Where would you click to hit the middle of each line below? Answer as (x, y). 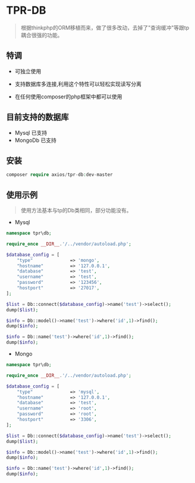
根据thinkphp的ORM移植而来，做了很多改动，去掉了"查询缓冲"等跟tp (105, 27)
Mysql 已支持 (31, 132)
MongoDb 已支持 (35, 140)
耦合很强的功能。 (42, 35)
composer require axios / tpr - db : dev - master (59, 175)
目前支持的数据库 (37, 117)
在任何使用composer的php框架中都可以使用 (68, 97)
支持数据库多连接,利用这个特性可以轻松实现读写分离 (78, 83)
